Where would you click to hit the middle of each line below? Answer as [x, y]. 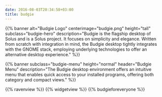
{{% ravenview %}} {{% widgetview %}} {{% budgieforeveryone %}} [75, 89]
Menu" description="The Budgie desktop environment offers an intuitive [78, 69]
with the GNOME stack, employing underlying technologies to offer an [76, 49]
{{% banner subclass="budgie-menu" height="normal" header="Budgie [78, 64]
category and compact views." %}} [41, 80]
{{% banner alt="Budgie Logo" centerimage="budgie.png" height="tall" [78, 28]
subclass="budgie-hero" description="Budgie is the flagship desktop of [78, 33]
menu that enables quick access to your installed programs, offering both [80, 74]
